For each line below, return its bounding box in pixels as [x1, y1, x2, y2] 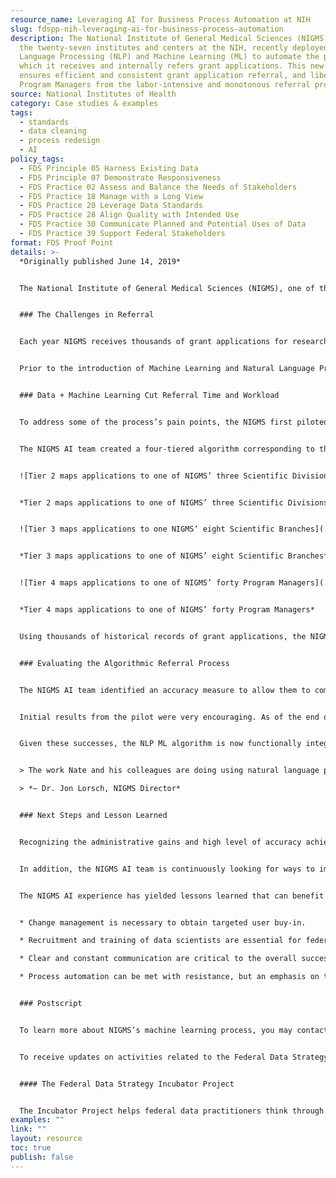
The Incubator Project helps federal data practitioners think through [19, 1106, 325, 1116]
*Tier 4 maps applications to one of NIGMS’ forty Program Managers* [19, 605, 315, 615]
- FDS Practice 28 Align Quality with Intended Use [19, 210, 240, 220]
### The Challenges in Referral [19, 310, 155, 320]
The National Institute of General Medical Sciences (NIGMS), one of [19, 283, 315, 293]
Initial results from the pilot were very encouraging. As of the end [19, 712, 320, 722]
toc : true [10, 1143, 52, 1153]
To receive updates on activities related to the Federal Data [19, 1052, 288, 1062]
